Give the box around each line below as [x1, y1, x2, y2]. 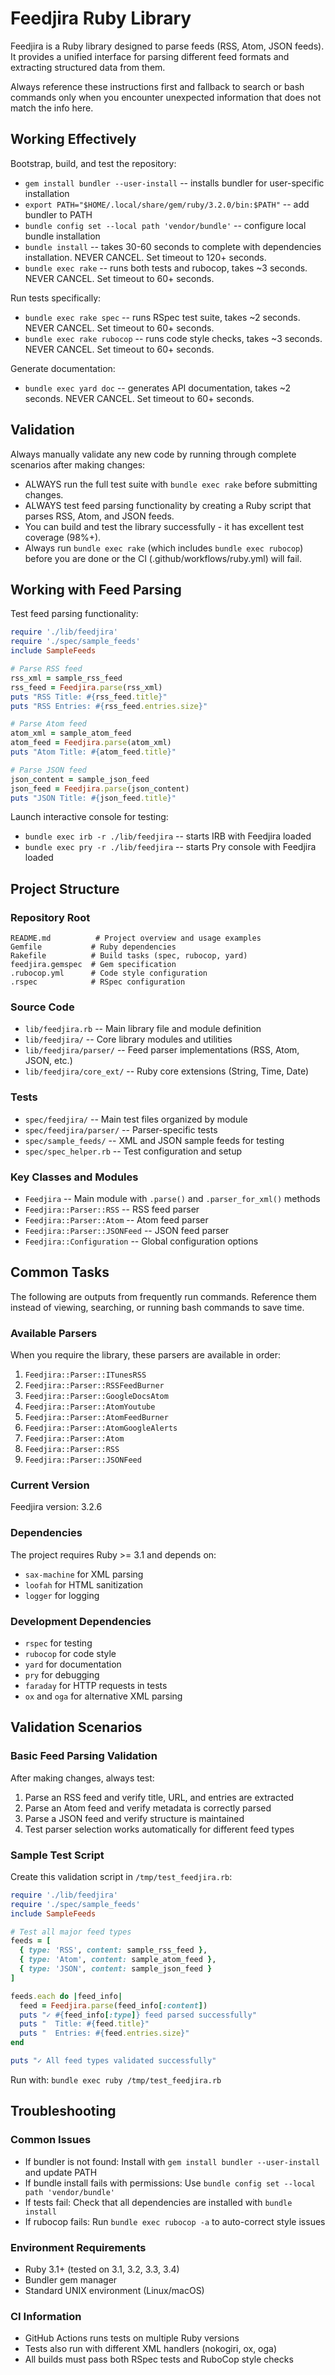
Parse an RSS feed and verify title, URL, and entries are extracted [24, 1791, 295, 1803]
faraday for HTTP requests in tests [24, 1679, 168, 1691]
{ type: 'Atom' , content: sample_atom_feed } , [19, 1955, 217, 1965]
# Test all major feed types [10, 1927, 132, 1937]
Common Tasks [10, 1264, 110, 1281]
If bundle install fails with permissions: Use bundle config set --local [24, 2177, 316, 2189]
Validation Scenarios [10, 1719, 143, 1736]
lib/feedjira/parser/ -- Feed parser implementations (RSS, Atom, [24, 1044, 300, 1056]
